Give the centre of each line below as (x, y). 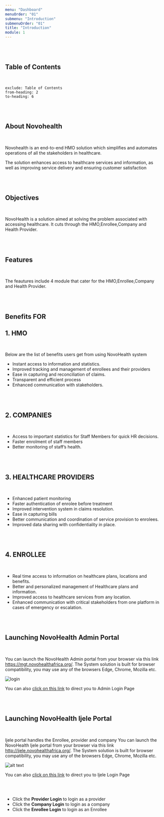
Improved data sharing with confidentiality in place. (64, 525)
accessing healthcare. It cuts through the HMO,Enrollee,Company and (76, 225)
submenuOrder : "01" (25, 23)
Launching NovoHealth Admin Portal (62, 637)
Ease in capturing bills (35, 514)
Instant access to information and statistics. (56, 364)
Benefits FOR (26, 317)
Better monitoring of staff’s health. (47, 447)
